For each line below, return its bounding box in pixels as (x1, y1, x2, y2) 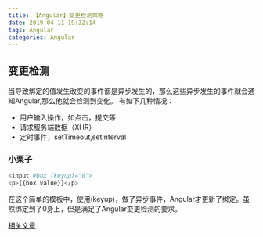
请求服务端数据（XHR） (19, 123, 96, 132)
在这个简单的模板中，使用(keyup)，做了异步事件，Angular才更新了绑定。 (8, 195, 243, 204)
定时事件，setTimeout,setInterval (19, 132, 127, 142)
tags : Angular (8, 26, 55, 34)
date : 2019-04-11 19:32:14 (8, 19, 96, 27)
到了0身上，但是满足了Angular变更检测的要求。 (28, 204, 182, 214)
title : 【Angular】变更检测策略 (8, 11, 104, 20)
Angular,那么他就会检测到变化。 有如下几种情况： (14, 96, 175, 106)
